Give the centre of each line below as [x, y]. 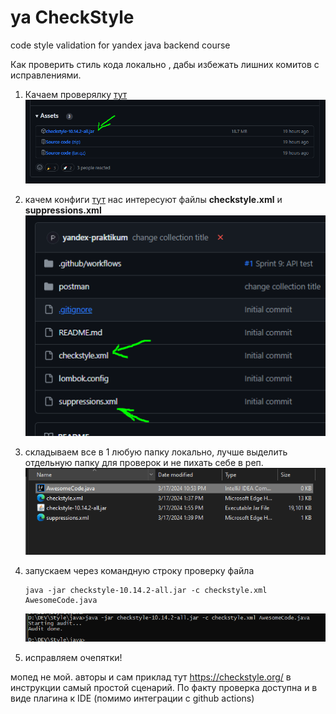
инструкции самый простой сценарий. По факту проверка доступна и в [164, 687]
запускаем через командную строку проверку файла [139, 570]
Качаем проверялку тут [76, 94]
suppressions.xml [63, 210]
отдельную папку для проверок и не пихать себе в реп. [144, 463]
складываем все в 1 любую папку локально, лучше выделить [156, 452]
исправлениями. [46, 75]
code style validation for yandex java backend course [120, 45]
